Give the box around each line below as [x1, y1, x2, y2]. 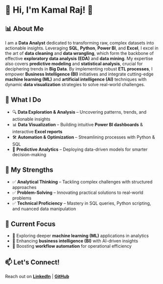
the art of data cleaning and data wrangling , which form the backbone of [5, 50, 154, 56]
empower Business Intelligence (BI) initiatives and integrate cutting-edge [5, 71, 154, 77]
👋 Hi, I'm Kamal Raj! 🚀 [5, 4, 93, 16]
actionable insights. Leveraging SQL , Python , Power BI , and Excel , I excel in [5, 45, 159, 51]
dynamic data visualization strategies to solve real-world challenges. [5, 82, 145, 87]
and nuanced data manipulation [12, 206, 76, 212]
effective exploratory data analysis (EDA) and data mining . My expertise [5, 56, 153, 61]
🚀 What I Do [5, 95, 42, 104]
